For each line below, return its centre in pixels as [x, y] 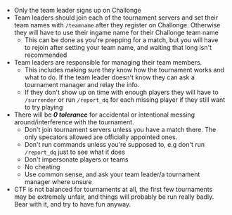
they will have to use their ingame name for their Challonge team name [116, 32]
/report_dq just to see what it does [75, 152]
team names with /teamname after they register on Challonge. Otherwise [117, 25]
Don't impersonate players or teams [76, 159]
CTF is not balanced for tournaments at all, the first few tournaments [113, 189]
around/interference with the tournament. [74, 122]
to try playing [44, 107]
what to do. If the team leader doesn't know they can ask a [110, 77]
